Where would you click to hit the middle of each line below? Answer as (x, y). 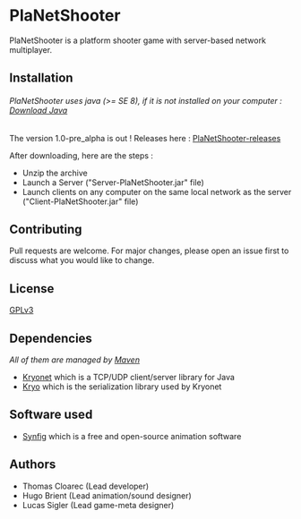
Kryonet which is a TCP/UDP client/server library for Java (129, 377)
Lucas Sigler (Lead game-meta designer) (98, 505)
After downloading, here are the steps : (82, 155)
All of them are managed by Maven (75, 360)
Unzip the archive (55, 173)
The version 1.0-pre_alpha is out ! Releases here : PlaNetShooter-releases (145, 138)
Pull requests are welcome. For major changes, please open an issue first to (149, 251)
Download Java (39, 110)
